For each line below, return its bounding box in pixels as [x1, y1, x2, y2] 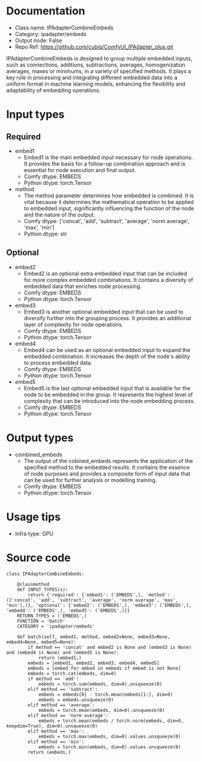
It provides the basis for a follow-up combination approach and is [23, 160, 186, 167]
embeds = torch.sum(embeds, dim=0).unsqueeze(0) [38, 681, 163, 687]
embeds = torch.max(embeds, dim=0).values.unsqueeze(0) [38, 733, 181, 739]
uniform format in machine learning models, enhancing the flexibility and [6, 80, 186, 88]
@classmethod [17, 581, 50, 587]
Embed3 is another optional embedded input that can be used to [23, 308, 184, 315]
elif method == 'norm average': [28, 712, 109, 718]
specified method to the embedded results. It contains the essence [23, 464, 190, 471]
